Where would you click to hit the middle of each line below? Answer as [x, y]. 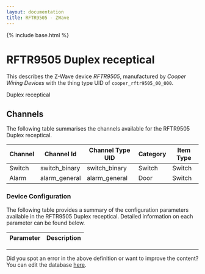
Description [63, 237]
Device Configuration [39, 196]
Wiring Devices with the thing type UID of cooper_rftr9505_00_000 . [90, 83]
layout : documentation [35, 12]
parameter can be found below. [46, 223]
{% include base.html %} [38, 35]
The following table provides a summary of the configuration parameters [98, 210]
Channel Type [110, 150]
